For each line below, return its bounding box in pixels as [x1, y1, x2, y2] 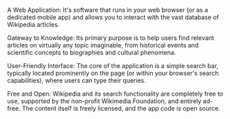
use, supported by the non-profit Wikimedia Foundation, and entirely [7, 97, 202, 105]
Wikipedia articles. [7, 21, 60, 28]
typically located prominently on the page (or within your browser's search [7, 69, 219, 77]
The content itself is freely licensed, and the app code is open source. [21, 105, 220, 112]
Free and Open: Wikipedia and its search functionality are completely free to [7, 89, 224, 98]
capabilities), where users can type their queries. [7, 76, 146, 85]
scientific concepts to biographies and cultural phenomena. [7, 48, 176, 56]
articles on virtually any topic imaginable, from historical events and [7, 41, 199, 49]
